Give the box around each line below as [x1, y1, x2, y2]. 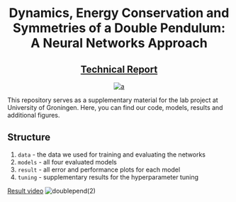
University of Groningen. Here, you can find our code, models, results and [7, 103, 223, 111]
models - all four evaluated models [17, 157, 117, 166]
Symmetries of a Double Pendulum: [13, 20, 225, 36]
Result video [7, 186, 44, 195]
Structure [7, 131, 51, 143]
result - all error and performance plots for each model [17, 165, 181, 174]
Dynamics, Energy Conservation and [9, 5, 230, 21]
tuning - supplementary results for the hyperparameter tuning [17, 172, 198, 181]
